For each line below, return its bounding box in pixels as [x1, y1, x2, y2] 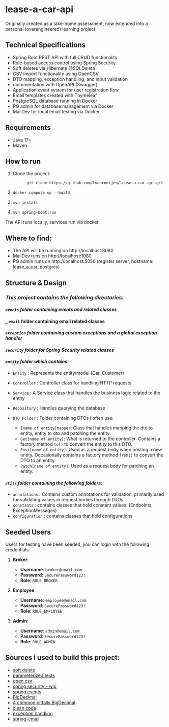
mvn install [12, 200, 38, 205]
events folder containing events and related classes [5, 306, 117, 312]
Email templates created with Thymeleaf [12, 92, 97, 98]
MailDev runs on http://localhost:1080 [12, 253, 92, 259]
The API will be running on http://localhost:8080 [12, 248, 114, 254]
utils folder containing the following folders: [5, 480, 103, 486]
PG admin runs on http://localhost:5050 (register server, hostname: [12, 258, 154, 264]
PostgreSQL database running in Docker [12, 98, 98, 104]
